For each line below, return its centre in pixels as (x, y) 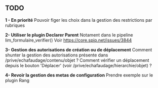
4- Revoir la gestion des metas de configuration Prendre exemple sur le (79, 75)
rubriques (15, 25)
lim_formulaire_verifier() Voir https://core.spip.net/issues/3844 (69, 40)
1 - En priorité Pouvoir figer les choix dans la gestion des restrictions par (79, 20)
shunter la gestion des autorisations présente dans (57, 55)
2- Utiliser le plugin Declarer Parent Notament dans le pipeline (69, 35)
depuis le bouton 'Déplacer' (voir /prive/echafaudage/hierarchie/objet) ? (79, 65)
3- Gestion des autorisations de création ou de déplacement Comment (79, 49)
